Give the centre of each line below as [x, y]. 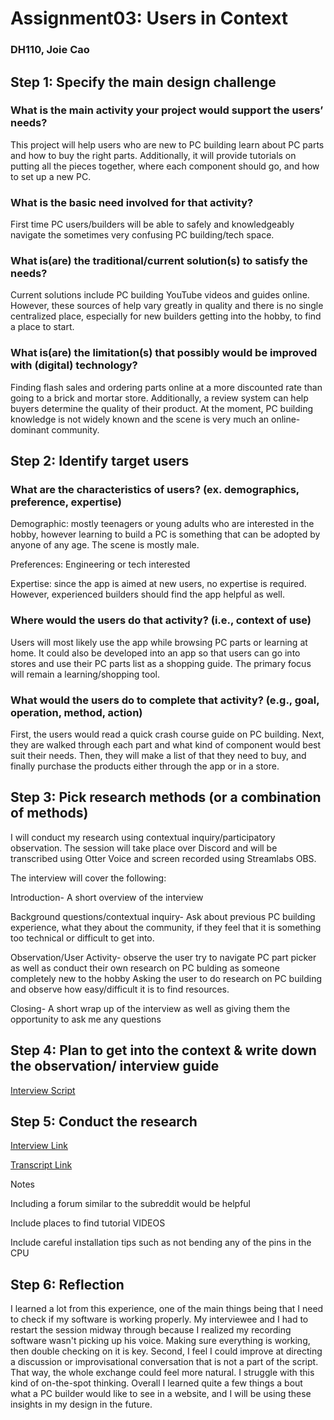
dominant [30, 429]
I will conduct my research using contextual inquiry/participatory [143, 837]
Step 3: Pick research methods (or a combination [166, 797]
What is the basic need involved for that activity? [132, 202]
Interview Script [43, 1090]
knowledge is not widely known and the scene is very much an [140, 419]
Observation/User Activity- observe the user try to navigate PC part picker [163, 957]
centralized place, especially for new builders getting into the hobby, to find [166, 316]
